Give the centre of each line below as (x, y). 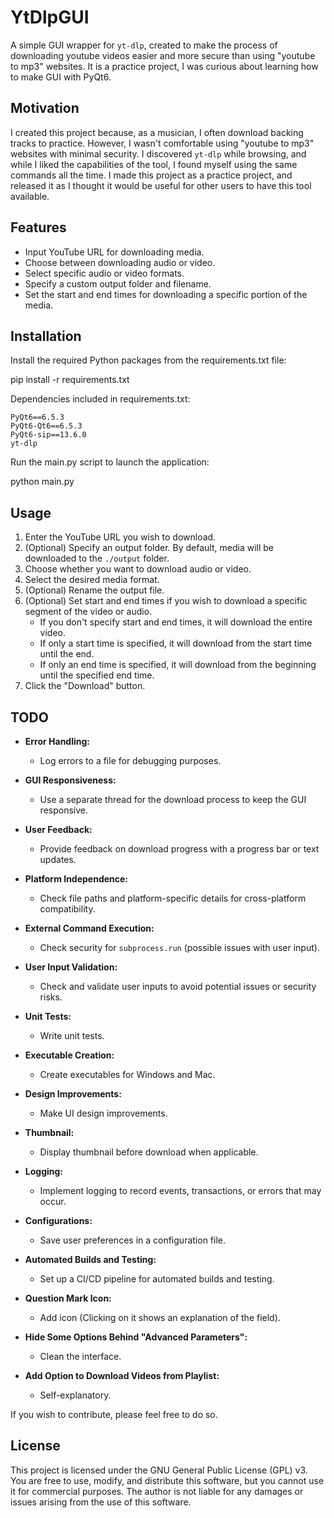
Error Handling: (57, 741)
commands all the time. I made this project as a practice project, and (151, 175)
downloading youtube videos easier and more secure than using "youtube (163, 55)
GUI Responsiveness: (70, 780)
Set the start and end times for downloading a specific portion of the (166, 294)
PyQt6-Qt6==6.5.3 (46, 426)
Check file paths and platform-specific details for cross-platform (173, 898)
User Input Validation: (71, 967)
